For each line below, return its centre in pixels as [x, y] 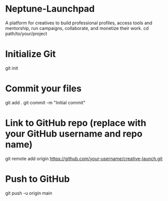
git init [12, 68]
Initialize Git [31, 54]
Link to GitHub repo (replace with [76, 123]
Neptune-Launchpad [50, 9]
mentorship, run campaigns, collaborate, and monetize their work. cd [77, 28]
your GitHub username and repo [74, 134]
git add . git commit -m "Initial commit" [45, 102]
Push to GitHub [38, 179]
